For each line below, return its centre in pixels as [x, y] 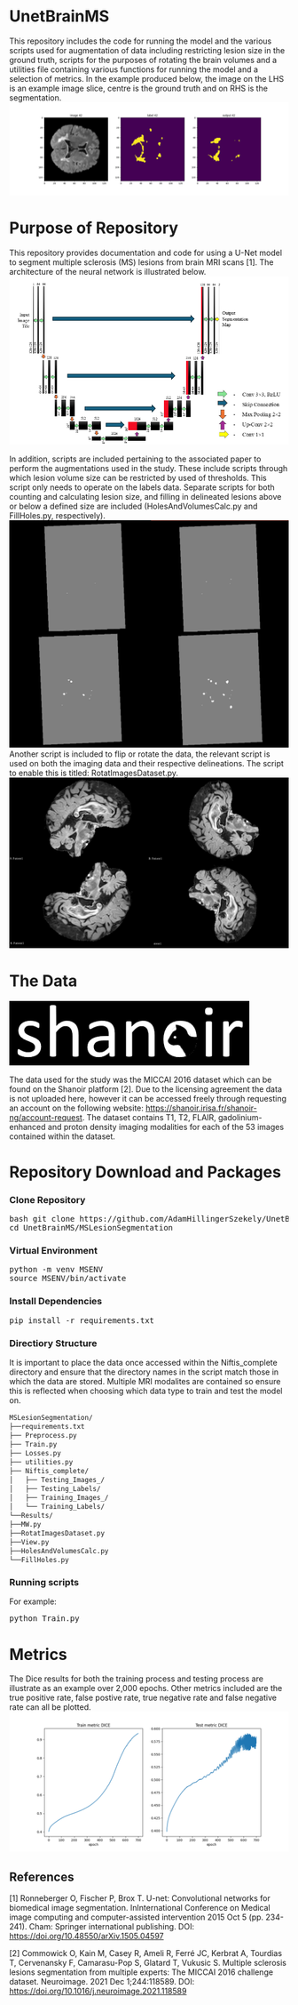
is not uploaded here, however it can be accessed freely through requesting [148, 1098]
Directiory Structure [53, 1343]
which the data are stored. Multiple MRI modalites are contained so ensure [145, 1382]
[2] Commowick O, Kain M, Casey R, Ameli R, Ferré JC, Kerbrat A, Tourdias [145, 1953]
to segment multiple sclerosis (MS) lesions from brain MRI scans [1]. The [141, 262]
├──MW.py [25, 1525]
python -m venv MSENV [56, 1270]
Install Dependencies [56, 1302]
